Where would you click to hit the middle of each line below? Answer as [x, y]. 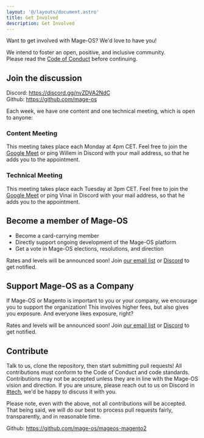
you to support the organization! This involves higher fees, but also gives [97, 307]
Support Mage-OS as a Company [70, 286]
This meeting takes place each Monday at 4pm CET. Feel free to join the [97, 146]
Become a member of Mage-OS [67, 221]
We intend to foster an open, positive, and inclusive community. [86, 52]
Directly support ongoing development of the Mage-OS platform [96, 242]
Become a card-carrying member [57, 235]
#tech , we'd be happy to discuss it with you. [62, 392]
